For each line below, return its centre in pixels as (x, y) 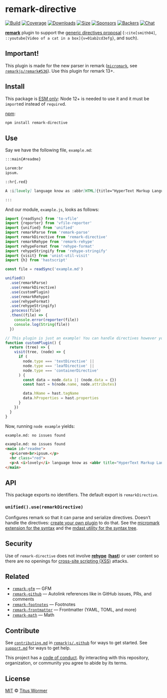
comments (23, 599)
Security (19, 544)
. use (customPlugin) (30, 292)
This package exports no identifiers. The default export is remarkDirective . (82, 495)
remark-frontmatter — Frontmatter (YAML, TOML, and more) (74, 610)
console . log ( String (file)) (42, 324)
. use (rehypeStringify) (33, 306)
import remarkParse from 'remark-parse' (48, 233)
